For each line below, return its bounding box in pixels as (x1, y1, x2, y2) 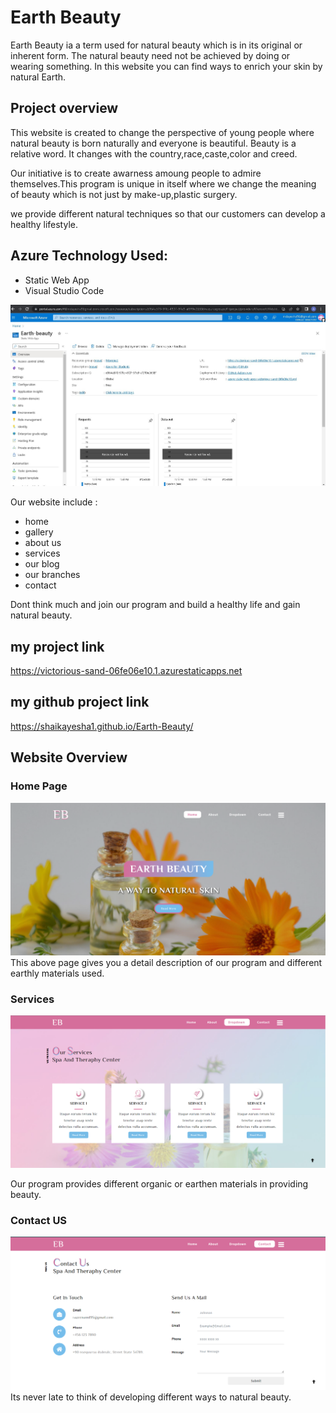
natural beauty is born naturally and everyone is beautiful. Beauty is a (10, 137, 297, 149)
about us (24, 537, 62, 549)
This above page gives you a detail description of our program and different (10, 956, 323, 968)
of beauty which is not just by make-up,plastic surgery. (10, 188, 238, 200)
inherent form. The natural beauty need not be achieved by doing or (10, 49, 291, 61)
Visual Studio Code (24, 284, 105, 296)
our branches (24, 569, 81, 581)
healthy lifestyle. (10, 218, 78, 230)
